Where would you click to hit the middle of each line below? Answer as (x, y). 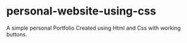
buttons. (17, 34)
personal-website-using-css (81, 11)
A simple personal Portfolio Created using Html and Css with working (93, 28)
